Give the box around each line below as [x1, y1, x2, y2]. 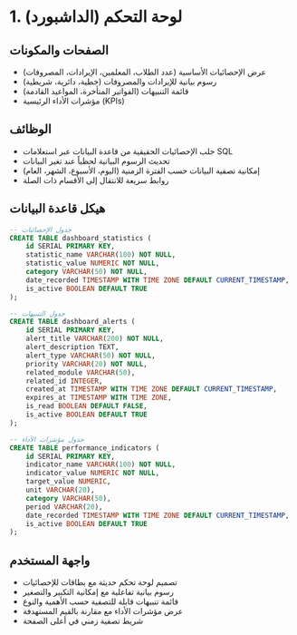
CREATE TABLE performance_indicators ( [9, 443, 160, 453]
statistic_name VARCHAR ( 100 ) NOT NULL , [25, 250, 177, 259]
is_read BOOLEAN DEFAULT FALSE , [25, 402, 148, 411]
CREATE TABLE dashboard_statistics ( [9, 233, 152, 242]
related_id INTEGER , [25, 376, 103, 386]
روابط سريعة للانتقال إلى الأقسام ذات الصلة [22, 174, 169, 185]
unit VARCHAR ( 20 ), [25, 485, 95, 494]
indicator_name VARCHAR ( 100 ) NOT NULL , [25, 460, 177, 469]
